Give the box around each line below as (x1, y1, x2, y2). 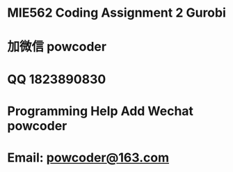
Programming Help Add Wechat (7, 103, 193, 119)
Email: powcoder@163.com (7, 150, 169, 165)
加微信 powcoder (7, 39, 106, 55)
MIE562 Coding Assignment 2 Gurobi (7, 5, 226, 21)
